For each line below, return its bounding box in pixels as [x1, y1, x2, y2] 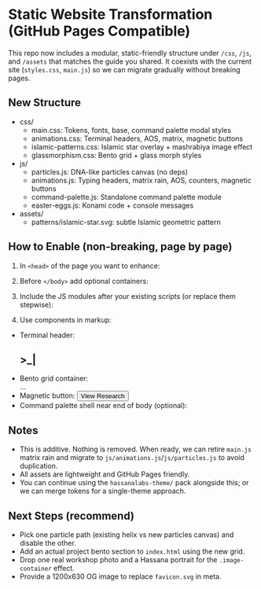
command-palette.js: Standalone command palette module [31, 192, 222, 201]
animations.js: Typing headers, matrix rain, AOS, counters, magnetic [31, 175, 252, 185]
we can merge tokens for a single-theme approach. [19, 486, 186, 496]
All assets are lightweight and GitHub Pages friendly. [19, 469, 190, 479]
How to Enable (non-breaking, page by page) [8, 240, 233, 253]
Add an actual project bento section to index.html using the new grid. [19, 547, 245, 556]
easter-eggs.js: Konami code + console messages [31, 201, 194, 210]
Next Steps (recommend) [8, 509, 135, 522]
